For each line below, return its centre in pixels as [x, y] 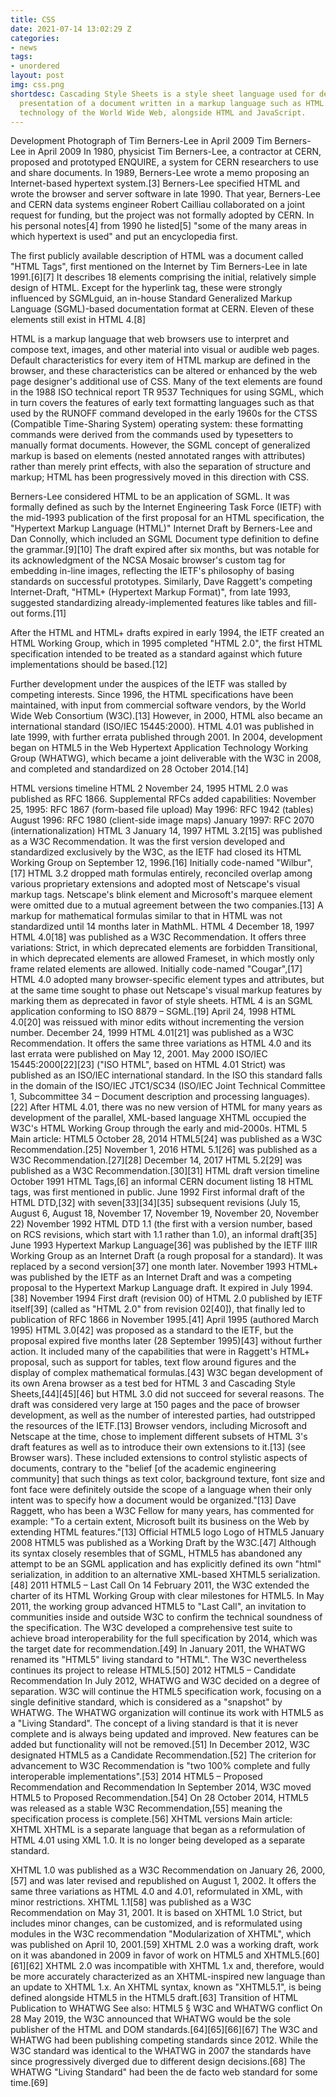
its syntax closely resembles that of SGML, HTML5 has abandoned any [156, 1553]
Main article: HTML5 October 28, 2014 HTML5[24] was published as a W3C [166, 1139]
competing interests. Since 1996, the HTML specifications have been [152, 695]
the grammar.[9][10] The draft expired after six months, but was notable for [165, 550]
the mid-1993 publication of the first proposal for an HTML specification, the [167, 518]
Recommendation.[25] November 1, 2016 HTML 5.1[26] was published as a [164, 1150]
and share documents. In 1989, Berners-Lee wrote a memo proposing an [160, 173]
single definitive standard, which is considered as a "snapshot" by [146, 1702]
